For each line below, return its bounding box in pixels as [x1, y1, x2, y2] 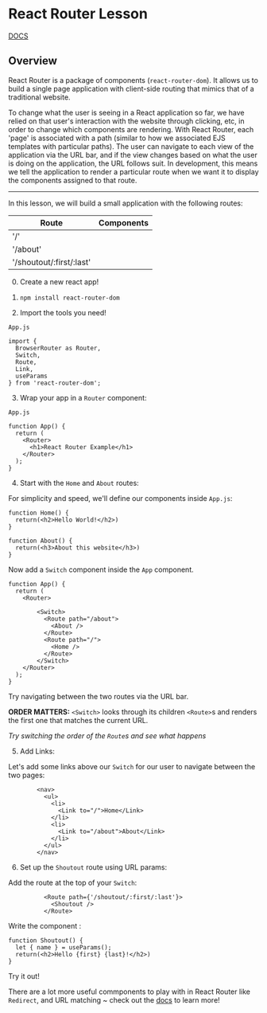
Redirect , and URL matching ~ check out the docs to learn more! [8, 995, 220, 1004]
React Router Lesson [8, 5, 149, 23]
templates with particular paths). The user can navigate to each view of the [8, 141, 254, 151]
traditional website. [8, 92, 71, 102]
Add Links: [19, 746, 56, 756]
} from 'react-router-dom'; [8, 379, 102, 387]
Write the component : [8, 921, 82, 930]
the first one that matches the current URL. [8, 715, 149, 725]
